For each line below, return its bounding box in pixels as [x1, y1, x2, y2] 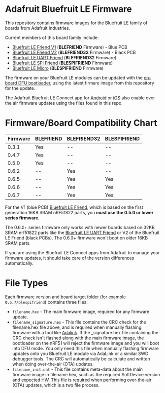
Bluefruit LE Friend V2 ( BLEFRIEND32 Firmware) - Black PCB [12, 49, 136, 55]
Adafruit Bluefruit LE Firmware [5, 3, 132, 15]
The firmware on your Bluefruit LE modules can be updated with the [5, 75, 143, 80]
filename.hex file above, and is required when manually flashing [12, 324, 142, 330]
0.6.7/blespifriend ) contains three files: [5, 299, 88, 305]
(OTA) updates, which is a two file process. [12, 382, 100, 388]
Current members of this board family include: [5, 35, 99, 40]
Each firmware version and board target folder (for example [5, 294, 126, 300]
